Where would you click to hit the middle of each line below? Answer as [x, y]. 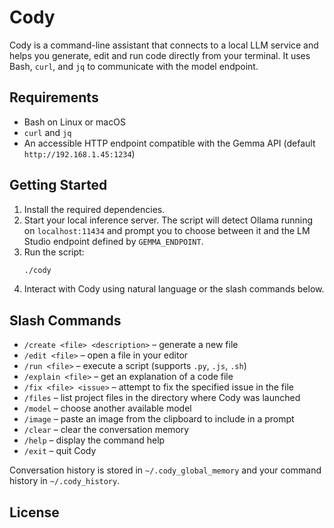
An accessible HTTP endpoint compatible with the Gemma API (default [169, 143]
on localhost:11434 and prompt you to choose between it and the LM [167, 230]
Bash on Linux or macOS [74, 122]
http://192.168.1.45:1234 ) [79, 153]
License [34, 512]
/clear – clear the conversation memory [106, 430]
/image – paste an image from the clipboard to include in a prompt [159, 419]
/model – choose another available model [107, 408]
